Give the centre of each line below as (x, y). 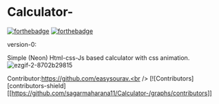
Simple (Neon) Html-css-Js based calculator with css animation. (98, 58)
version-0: (22, 44)
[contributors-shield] (37, 85)
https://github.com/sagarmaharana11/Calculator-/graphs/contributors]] (112, 93)
